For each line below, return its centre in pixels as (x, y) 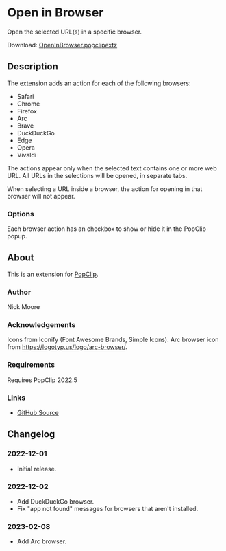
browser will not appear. (41, 196)
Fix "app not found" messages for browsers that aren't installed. (108, 509)
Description (33, 67)
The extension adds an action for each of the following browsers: (99, 83)
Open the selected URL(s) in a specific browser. (75, 32)
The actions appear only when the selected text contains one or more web (112, 168)
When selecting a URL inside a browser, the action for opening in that (105, 189)
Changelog (31, 434)
